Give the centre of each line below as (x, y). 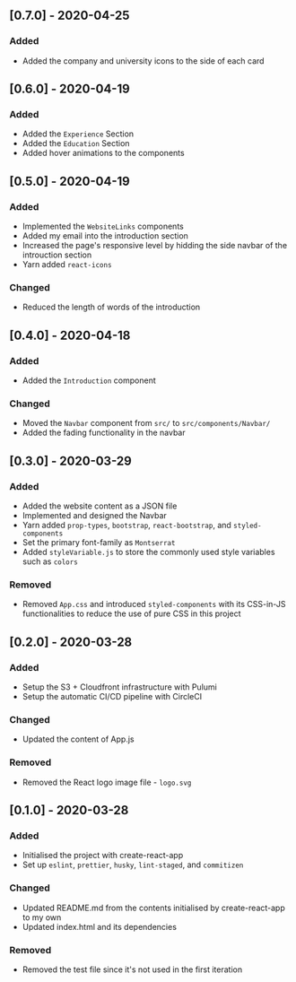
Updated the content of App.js (78, 739)
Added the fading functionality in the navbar (104, 433)
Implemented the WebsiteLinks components (103, 226)
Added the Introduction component (89, 380)
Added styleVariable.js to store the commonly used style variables (148, 552)
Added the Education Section (76, 143)
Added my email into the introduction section (105, 236)
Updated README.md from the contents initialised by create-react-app (153, 908)
